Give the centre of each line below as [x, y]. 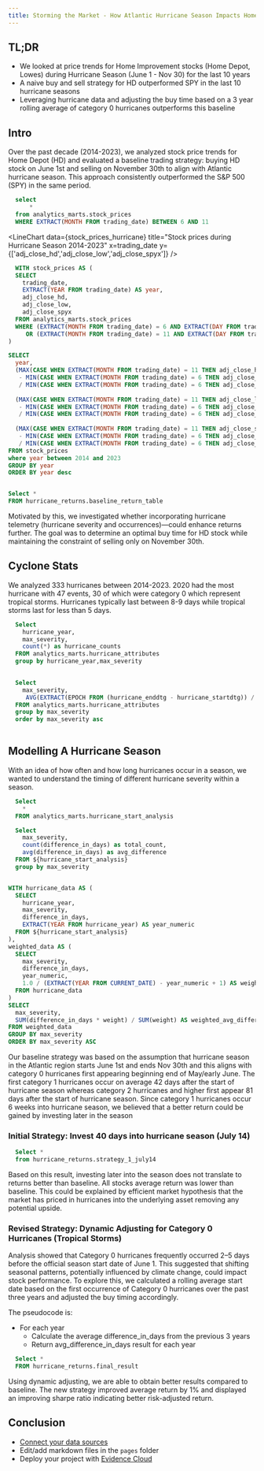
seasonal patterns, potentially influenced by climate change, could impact [128, 1272]
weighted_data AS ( [40, 946]
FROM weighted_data [40, 1027]
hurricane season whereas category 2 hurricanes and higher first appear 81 [131, 1090]
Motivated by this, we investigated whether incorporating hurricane [117, 516]
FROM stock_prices [38, 451]
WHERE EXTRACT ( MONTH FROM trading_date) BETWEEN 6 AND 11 [112, 221]
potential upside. [35, 1208]
